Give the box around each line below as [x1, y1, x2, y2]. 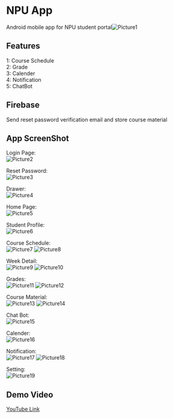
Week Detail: [6, 257, 38, 265]
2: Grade [6, 63, 28, 70]
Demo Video [6, 389, 53, 400]
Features [6, 41, 40, 51]
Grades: [6, 275, 26, 283]
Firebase [6, 100, 40, 110]
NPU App [6, 4, 53, 17]
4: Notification [6, 76, 42, 83]
